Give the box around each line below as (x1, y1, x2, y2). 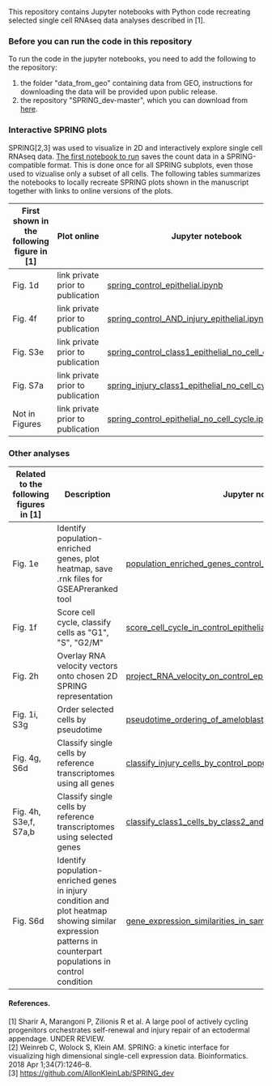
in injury (57, 884, 87, 896)
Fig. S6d (12, 915, 45, 926)
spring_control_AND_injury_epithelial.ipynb (107, 313, 269, 324)
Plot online (57, 230, 100, 241)
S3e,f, (12, 816, 36, 827)
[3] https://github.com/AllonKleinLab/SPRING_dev (8, 1068, 174, 1078)
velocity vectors (57, 660, 118, 671)
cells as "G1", (57, 627, 109, 638)
